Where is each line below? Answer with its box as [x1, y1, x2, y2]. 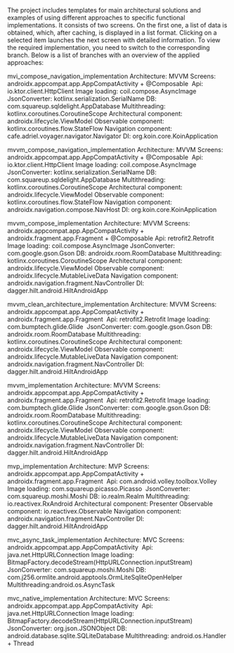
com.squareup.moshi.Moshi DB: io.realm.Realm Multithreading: [7, 492, 190, 500]
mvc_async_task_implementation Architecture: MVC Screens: [7, 535, 185, 544]
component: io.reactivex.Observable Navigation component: [7, 507, 181, 515]
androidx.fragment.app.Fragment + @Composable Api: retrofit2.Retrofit [7, 234, 214, 242]
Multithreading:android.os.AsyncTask [7, 580, 115, 589]
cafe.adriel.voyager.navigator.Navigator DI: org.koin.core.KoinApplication [7, 132, 219, 140]
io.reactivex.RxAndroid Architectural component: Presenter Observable [7, 499, 213, 508]
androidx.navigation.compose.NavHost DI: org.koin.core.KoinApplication [7, 206, 217, 213]
